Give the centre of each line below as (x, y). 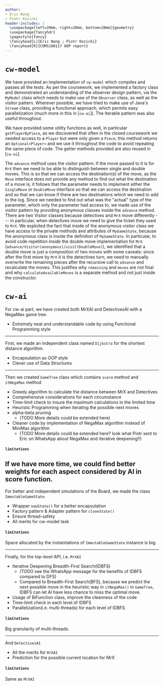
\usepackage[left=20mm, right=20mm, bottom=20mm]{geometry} (72, 28)
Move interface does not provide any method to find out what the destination (81, 179)
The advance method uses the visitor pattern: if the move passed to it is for (80, 163)
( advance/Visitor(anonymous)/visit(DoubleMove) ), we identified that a (75, 246)
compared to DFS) (38, 577)
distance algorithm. (24, 348)
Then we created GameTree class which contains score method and (72, 377)
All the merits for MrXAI (35, 652)
